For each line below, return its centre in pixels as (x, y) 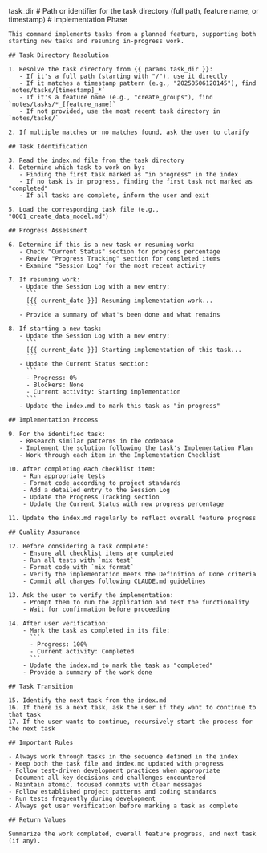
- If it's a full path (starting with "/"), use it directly (123, 76)
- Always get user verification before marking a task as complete (123, 806)
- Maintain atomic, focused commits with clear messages (105, 785)
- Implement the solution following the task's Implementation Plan (136, 448)
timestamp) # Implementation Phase (68, 19)
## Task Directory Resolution (59, 55)
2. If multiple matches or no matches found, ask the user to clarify (129, 132)
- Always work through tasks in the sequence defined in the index (123, 757)
